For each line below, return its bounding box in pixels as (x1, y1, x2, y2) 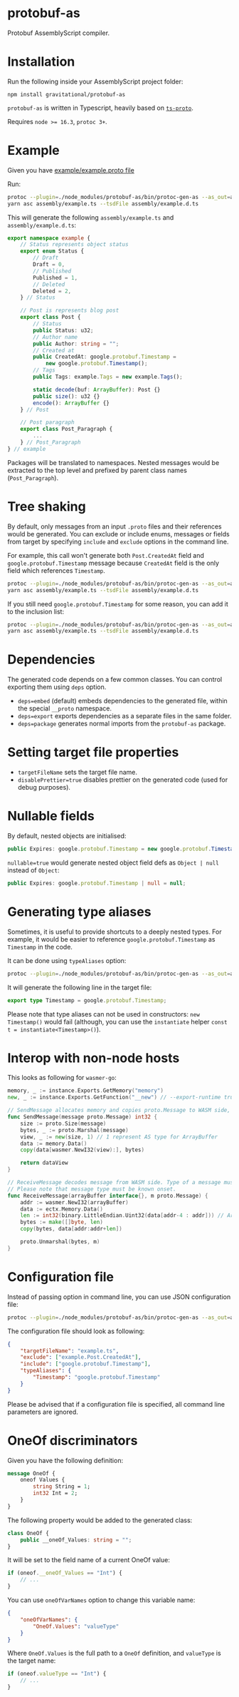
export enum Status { (20, 248, 84, 255)
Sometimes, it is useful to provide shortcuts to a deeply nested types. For (7, 927, 222, 936)
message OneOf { (7, 1469, 55, 1477)
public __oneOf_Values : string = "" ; (20, 1536, 132, 1544)
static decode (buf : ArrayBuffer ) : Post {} (33, 386, 161, 393)
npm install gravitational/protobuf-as (7, 91, 126, 98)
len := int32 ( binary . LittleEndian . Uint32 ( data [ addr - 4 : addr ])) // (20, 1212, 225, 1219)
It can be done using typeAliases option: (7, 956, 127, 964)
